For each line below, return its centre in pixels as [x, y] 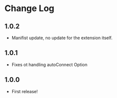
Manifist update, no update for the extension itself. [62, 38]
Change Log [29, 8]
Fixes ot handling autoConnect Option [50, 64]
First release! [25, 91]
